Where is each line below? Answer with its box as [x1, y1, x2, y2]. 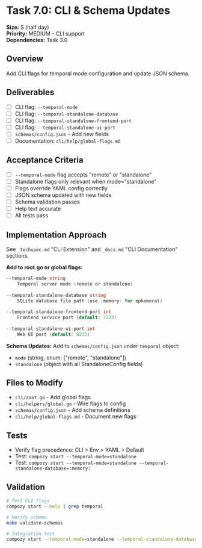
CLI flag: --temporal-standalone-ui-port [14, 123, 116, 131]
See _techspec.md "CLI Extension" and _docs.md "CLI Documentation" [6, 246, 178, 253]
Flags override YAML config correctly [14, 184, 108, 191]
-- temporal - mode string [6, 275, 66, 281]
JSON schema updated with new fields [14, 191, 112, 199]
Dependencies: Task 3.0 [6, 36, 68, 43]
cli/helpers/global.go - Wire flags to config [14, 400, 126, 407]
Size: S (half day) [6, 23, 49, 31]
